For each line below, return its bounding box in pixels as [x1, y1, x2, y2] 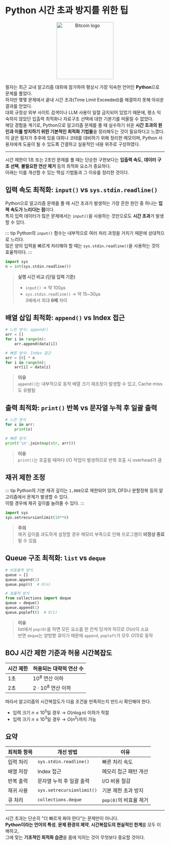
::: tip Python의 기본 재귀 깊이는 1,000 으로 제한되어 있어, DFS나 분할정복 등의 [5, 487, 158, 494]
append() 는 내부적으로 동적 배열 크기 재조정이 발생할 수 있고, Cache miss [17, 381, 163, 387]
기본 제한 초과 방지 [102, 787, 144, 794]
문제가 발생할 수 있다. [27, 494, 69, 500]
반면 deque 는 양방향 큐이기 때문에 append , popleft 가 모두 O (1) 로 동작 [17, 632, 153, 638]
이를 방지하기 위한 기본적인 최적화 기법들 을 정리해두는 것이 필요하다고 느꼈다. [14, 128, 165, 135]
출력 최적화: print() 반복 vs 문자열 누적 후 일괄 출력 [5, 403, 157, 412]
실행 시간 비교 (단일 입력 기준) [17, 274, 76, 280]
